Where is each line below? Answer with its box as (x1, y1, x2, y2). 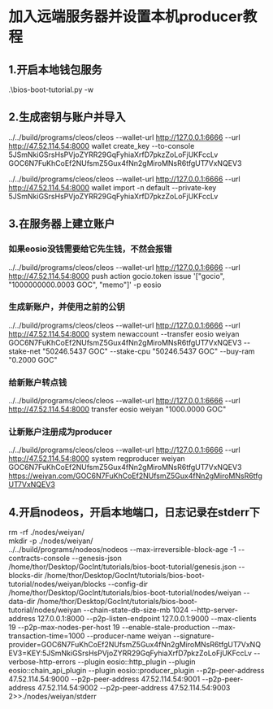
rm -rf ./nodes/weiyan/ (8, 528, 85, 537)
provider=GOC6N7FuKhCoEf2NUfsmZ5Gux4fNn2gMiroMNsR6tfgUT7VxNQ (8, 640, 262, 650)
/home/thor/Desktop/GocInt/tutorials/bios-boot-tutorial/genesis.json (8, 562, 237, 572)
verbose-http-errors (8, 657, 76, 667)
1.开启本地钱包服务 (8, 63, 103, 76)
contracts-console (8, 554, 71, 563)
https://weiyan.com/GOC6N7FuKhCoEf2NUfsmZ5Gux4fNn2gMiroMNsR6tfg (8, 471, 262, 481)
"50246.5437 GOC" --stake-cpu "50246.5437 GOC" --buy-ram (41, 346, 255, 356)
